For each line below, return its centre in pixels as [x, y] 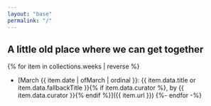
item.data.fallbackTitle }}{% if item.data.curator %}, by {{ [101, 88]
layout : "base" [30, 14]
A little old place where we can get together [105, 49]
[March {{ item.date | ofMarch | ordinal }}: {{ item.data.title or [107, 80]
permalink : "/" [30, 21]
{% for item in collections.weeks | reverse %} [74, 67]
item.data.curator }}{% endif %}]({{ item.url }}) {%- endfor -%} [110, 95]
